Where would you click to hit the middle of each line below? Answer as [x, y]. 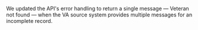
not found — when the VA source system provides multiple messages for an [99, 15]
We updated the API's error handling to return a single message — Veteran [98, 9]
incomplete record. [29, 21]
